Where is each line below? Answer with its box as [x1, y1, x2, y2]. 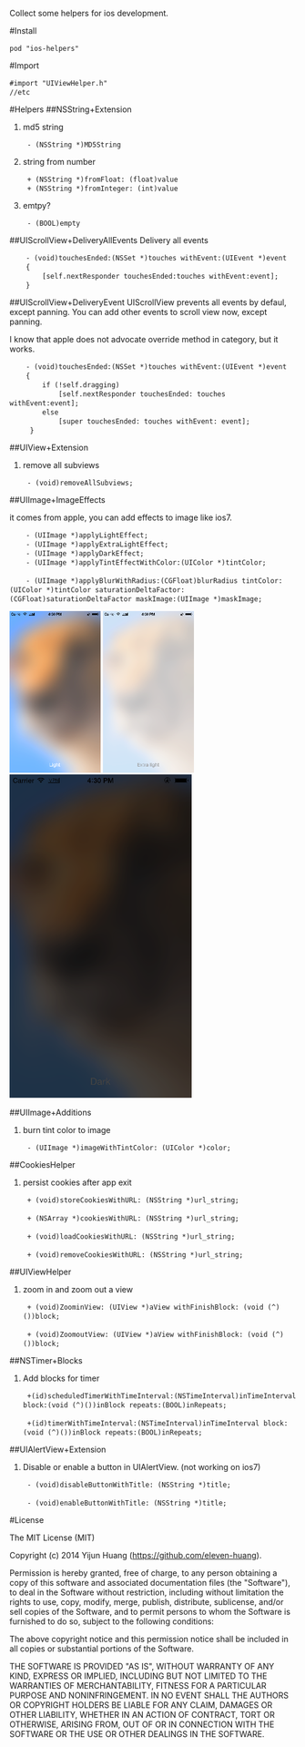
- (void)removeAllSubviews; [26, 478, 134, 487]
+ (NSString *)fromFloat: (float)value [26, 175, 178, 184]
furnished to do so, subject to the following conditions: [9, 1616, 214, 1627]
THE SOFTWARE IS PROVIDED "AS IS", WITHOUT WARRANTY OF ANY [9, 1661, 275, 1671]
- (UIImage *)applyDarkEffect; [25, 549, 145, 558]
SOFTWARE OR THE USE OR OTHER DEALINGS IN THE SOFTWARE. [9, 1729, 265, 1739]
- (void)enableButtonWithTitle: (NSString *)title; [26, 1498, 228, 1507]
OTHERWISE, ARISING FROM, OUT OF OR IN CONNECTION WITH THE [9, 1719, 275, 1730]
